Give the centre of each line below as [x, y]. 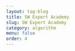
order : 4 [17, 39]
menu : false [21, 33]
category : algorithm [31, 28]
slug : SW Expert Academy [36, 22]
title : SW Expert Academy [37, 17]
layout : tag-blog [27, 11]
